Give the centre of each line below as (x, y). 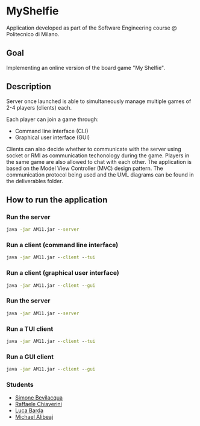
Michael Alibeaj (34, 417)
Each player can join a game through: (52, 119)
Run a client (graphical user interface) (63, 273)
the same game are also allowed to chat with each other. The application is (99, 161)
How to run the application (57, 200)
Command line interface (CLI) (52, 131)
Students (20, 384)
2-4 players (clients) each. (39, 107)
